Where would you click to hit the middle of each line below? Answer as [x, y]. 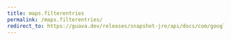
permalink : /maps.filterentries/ [55, 20]
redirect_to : [26, 26]
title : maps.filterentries [46, 13]
